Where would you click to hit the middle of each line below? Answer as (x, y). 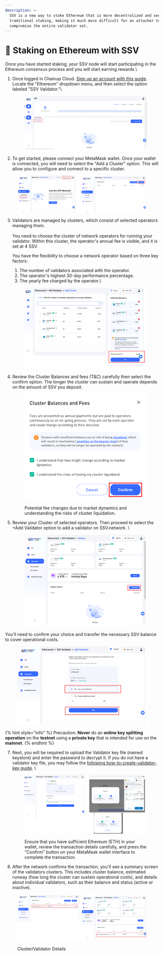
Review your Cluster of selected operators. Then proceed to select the (83, 522)
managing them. (29, 225)
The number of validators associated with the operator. (75, 270)
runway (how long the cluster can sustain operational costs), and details (85, 877)
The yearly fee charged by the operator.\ (60, 280)
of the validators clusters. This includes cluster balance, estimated (79, 872)
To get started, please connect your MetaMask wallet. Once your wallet (84, 158)
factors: (20, 261)
